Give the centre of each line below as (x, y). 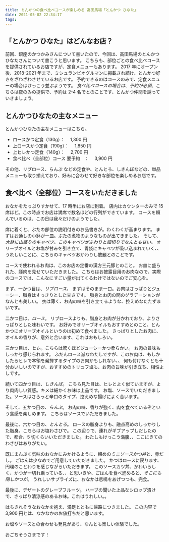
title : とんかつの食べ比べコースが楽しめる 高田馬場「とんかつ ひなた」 (72, 10)
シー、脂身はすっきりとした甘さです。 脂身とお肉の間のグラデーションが (85, 295)
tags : (11, 19)
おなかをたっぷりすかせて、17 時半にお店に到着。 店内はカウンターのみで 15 (84, 206)
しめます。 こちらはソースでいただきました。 (74, 413)
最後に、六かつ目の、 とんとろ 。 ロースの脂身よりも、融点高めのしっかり (81, 424)
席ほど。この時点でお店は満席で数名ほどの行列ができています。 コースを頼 (83, 212)
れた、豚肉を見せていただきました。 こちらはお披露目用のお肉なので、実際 (83, 272)
